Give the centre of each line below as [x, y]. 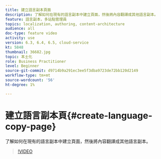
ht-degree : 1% [20, 85]
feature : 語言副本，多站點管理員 [36, 19]
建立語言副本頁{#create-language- [79, 115]
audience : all [20, 29]
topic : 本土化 [19, 57]
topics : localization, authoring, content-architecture [65, 24]
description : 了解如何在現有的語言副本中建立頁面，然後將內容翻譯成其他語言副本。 [82, 15]
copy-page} [31, 127]
